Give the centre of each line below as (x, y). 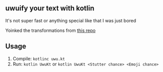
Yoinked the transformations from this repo (51, 30)
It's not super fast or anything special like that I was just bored (71, 20)
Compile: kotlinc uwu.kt (39, 58)
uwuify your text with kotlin (50, 8)
